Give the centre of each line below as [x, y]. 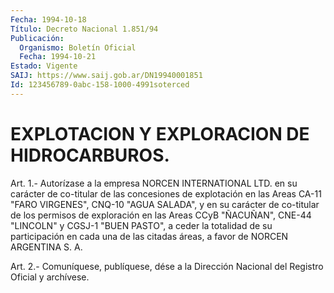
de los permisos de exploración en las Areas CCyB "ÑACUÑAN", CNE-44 [161, 215]
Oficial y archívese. [50, 277]
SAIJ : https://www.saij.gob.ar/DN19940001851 [106, 76]
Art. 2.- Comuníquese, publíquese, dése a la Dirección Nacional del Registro [167, 266]
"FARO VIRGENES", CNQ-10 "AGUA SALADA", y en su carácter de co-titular [165, 204]
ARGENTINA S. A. [46, 247]
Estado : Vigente [44, 66]
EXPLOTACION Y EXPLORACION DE [160, 133]
